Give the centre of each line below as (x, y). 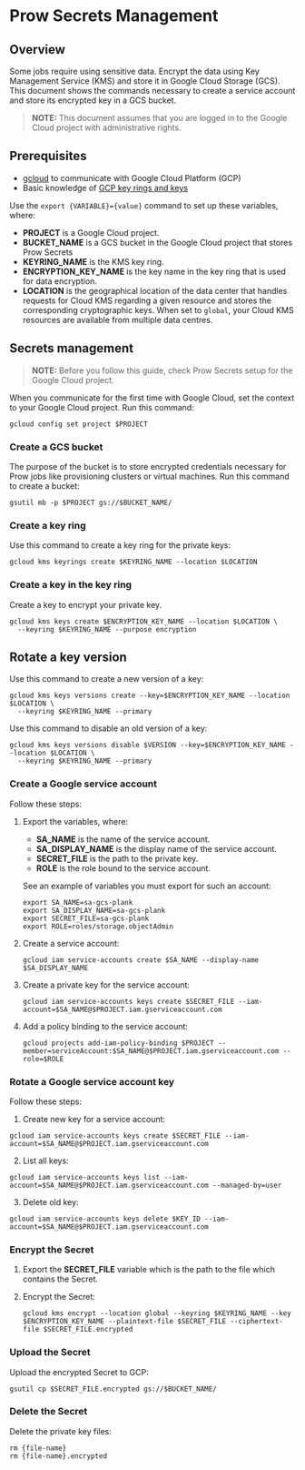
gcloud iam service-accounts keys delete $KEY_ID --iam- (119, 1219)
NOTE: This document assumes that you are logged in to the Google (159, 118)
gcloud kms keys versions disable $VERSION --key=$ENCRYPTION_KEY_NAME (148, 745)
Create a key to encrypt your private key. (86, 604)
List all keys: (46, 1161)
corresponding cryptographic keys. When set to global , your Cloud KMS (158, 309)
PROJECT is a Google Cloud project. (91, 232)
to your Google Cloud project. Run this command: (102, 407)
